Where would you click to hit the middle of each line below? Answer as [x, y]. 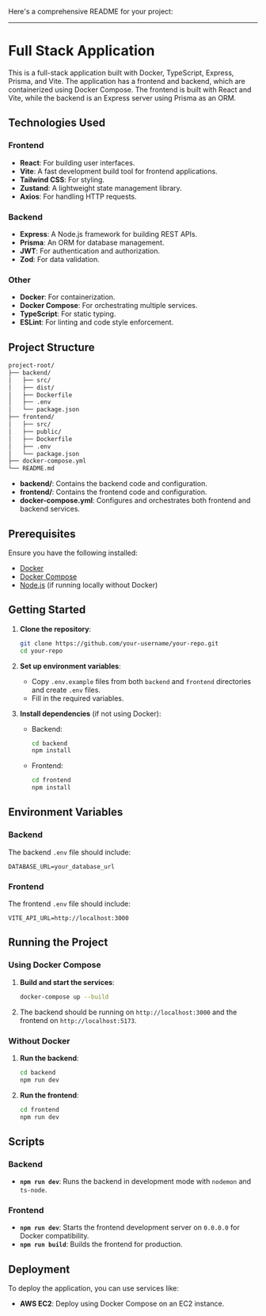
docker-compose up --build [64, 997]
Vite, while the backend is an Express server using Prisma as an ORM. [122, 97]
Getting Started [47, 610]
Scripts [27, 1141]
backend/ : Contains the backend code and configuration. [114, 484]
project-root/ [32, 366]
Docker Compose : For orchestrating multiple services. [108, 306]
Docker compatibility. [54, 1236]
